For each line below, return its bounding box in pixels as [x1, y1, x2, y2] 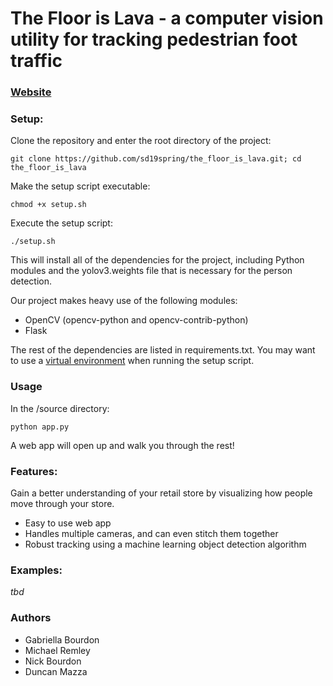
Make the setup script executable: [10, 180, 151, 192]
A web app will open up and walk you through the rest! [10, 439, 235, 451]
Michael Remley [24, 644, 91, 656]
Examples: [10, 563, 63, 577]
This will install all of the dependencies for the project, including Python [10, 254, 305, 266]
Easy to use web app [24, 517, 112, 529]
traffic [10, 50, 63, 72]
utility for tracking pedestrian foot [10, 28, 298, 51]
